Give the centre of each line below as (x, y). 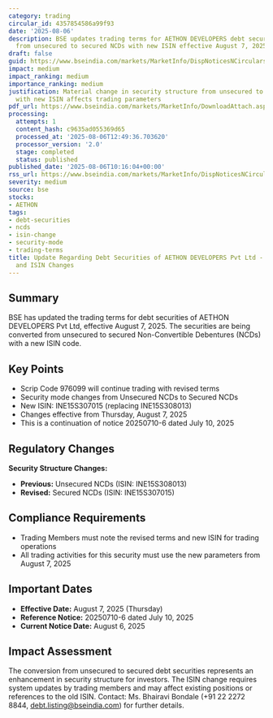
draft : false (30, 54)
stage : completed (45, 152)
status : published (47, 159)
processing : (28, 115)
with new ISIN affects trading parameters (89, 99)
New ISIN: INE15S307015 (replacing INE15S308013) (106, 406)
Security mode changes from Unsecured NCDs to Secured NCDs (129, 397)
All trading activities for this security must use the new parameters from (140, 555)
